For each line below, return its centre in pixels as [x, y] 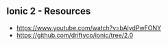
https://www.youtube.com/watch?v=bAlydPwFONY [89, 27]
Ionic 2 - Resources [49, 11]
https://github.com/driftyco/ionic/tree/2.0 [75, 35]
